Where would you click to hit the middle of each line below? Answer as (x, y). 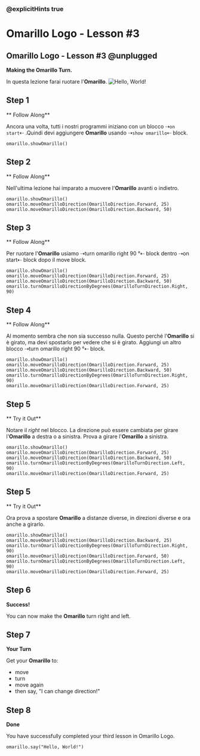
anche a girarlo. (25, 524)
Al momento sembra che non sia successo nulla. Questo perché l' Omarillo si (100, 336)
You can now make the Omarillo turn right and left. (69, 616)
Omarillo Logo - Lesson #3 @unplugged (82, 56)
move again (29, 685)
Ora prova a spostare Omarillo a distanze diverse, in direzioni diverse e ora (99, 518)
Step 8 (19, 710)
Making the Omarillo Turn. (39, 70)
